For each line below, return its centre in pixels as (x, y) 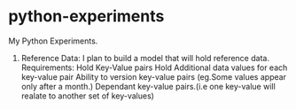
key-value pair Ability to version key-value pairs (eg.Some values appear (154, 76)
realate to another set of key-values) (87, 96)
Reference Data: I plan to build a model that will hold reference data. (145, 58)
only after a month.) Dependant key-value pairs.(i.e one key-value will (148, 86)
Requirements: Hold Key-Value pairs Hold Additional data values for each (154, 67)
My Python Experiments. (53, 41)
